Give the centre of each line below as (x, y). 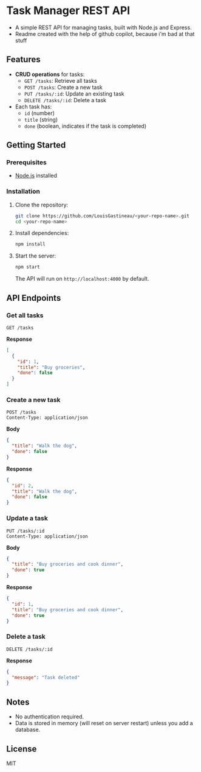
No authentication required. (49, 717)
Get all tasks (25, 315)
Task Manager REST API (68, 11)
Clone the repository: (42, 205)
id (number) (39, 113)
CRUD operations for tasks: (50, 74)
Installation (23, 191)
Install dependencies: (42, 233)
